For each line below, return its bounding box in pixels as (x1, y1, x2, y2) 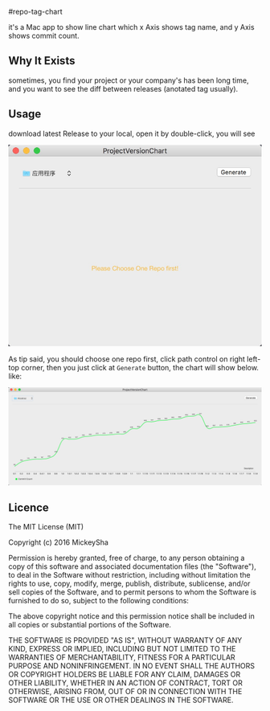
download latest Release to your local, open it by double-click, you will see (8, 129, 256, 138)
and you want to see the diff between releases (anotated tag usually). (8, 84, 239, 93)
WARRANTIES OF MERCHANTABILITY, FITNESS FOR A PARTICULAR (8, 652, 235, 662)
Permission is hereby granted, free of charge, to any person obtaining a (8, 554, 245, 563)
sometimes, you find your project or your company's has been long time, (8, 76, 249, 85)
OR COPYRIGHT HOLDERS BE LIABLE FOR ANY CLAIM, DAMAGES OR (8, 670, 241, 680)
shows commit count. (8, 31, 80, 40)
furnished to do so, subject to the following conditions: (8, 596, 189, 606)
